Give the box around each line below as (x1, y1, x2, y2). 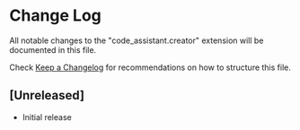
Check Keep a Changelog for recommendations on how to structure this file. (9, 62, 292, 73)
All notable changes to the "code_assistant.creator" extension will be (9, 35, 264, 46)
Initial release (22, 111, 72, 122)
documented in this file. (9, 44, 97, 55)
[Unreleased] (9, 88, 85, 103)
